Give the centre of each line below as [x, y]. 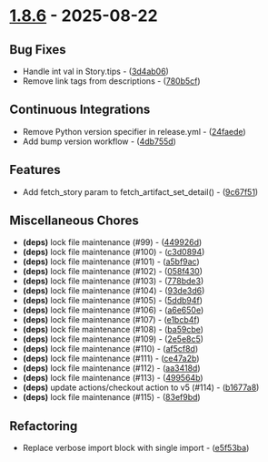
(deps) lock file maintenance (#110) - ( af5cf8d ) [110, 349]
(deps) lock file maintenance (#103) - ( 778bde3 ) [113, 281]
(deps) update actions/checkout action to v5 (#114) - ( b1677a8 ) [141, 387]
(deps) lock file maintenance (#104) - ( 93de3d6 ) [114, 291]
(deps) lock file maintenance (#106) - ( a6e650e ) [113, 310]
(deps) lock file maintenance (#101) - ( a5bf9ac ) [111, 262]
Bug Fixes [38, 50]
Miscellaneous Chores [74, 221]
